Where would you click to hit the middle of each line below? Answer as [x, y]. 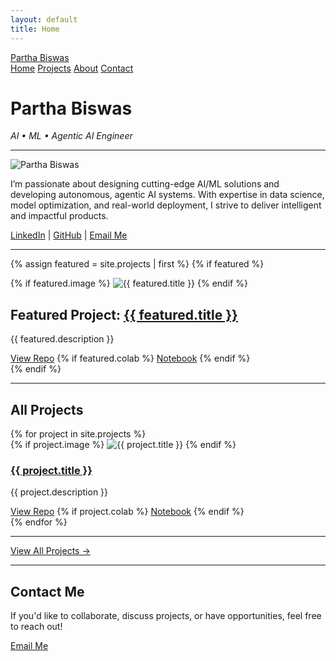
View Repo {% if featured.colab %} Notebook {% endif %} [130, 358]
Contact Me [47, 591]
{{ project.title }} [51, 470]
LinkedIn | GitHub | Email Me [69, 235]
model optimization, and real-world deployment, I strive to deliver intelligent [166, 205]
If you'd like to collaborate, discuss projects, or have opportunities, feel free [166, 616]
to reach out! [36, 627]
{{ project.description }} [59, 492]
